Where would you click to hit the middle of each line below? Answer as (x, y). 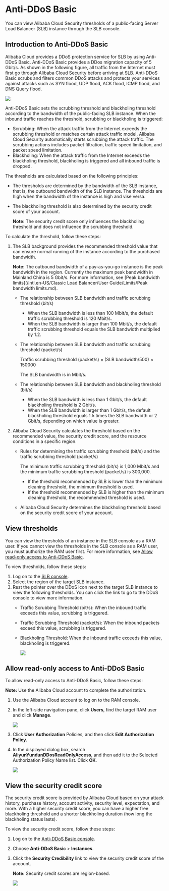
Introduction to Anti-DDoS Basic (57, 45)
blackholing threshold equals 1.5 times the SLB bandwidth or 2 (92, 415)
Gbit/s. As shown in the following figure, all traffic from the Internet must (80, 67)
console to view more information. (48, 598)
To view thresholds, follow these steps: (46, 567)
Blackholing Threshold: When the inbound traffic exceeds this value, (91, 638)
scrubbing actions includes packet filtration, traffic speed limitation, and (87, 144)
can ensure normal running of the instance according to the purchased (86, 251)
